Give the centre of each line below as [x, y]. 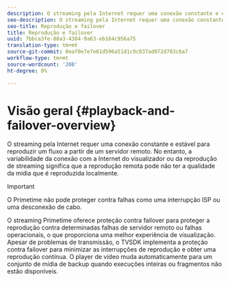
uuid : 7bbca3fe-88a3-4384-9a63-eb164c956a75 [72, 39]
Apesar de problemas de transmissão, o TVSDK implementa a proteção [107, 242]
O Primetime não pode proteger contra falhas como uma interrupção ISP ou [114, 200]
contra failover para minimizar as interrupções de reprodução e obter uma [112, 249]
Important [21, 186]
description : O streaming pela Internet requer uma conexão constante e [113, 13]
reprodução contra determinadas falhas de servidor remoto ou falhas [104, 228]
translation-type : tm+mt [42, 45]
